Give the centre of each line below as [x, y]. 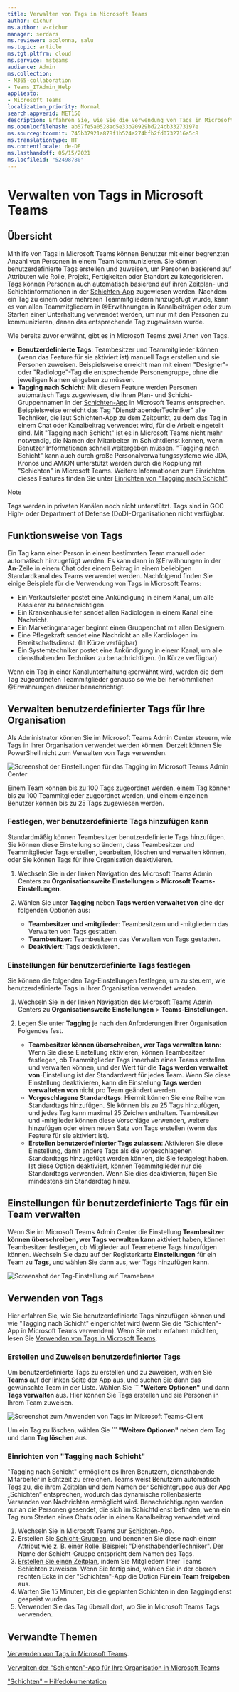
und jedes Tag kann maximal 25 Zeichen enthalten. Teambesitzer [124, 1113]
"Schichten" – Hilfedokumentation [57, 1682]
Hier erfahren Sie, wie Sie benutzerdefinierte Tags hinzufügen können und [116, 1316]
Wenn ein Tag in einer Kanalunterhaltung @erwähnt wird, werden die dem [116, 672]
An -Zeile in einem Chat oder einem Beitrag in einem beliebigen [100, 568]
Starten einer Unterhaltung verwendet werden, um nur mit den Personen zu [118, 314]
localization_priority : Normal [54, 107]
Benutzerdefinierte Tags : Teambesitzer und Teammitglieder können [118, 349]
